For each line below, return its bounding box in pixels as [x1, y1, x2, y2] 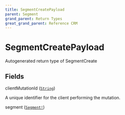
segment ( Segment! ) [5, 104, 45, 110]
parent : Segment [5, 12, 38, 17]
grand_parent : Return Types [5, 16, 63, 21]
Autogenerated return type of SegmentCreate [5, 58, 97, 64]
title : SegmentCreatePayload [5, 7, 65, 12]
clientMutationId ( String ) [5, 85, 55, 91]
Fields [5, 72, 25, 81]
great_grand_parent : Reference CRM [5, 21, 78, 26]
